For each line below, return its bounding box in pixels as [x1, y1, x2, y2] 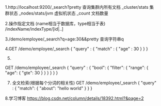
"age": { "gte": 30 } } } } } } [5, 70, 58, 75]
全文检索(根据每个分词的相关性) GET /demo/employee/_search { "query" [12, 80, 157, 86]
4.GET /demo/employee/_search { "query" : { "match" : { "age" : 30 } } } [5, 46, 148, 52]
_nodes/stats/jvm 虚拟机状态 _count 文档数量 [18, 10, 109, 16]
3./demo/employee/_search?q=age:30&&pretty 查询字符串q [5, 36, 124, 42]
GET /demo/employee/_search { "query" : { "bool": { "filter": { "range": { [5, 65, 149, 71]
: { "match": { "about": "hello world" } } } [12, 86, 93, 91]
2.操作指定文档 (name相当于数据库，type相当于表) [5, 21, 106, 26]
